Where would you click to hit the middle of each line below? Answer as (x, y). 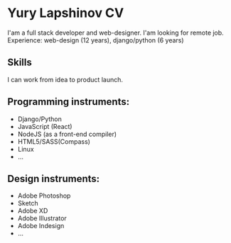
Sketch (28, 203)
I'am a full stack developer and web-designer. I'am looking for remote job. (116, 33)
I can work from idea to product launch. (65, 79)
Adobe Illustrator (42, 218)
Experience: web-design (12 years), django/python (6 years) (96, 40)
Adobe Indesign (41, 226)
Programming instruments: (69, 102)
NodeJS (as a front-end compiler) (67, 134)
